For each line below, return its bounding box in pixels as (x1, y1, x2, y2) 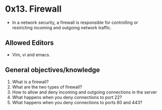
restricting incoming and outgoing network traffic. (12, 24, 112, 30)
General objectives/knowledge (5, 66, 100, 74)
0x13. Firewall (5, 3, 62, 15)
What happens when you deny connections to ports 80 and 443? (12, 99, 143, 105)
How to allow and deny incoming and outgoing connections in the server (12, 89, 158, 95)
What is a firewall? (12, 79, 49, 85)
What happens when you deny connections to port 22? (12, 94, 122, 100)
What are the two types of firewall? (12, 84, 82, 90)
